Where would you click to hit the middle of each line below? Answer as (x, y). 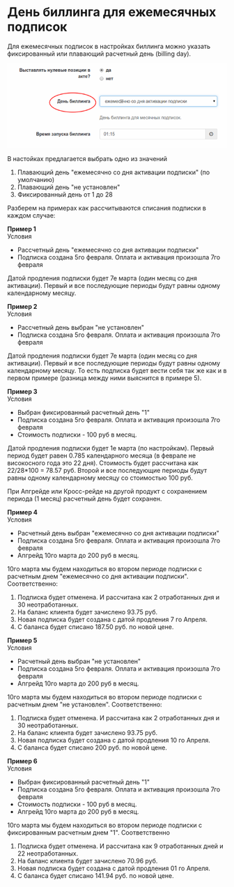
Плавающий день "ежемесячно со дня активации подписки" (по (114, 172)
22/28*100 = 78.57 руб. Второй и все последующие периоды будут (107, 470)
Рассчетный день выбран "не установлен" (81, 327)
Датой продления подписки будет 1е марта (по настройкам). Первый (111, 448)
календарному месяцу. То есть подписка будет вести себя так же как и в (117, 370)
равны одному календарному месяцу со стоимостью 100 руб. (100, 478)
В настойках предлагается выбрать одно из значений (87, 158)
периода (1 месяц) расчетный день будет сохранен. (85, 499)
